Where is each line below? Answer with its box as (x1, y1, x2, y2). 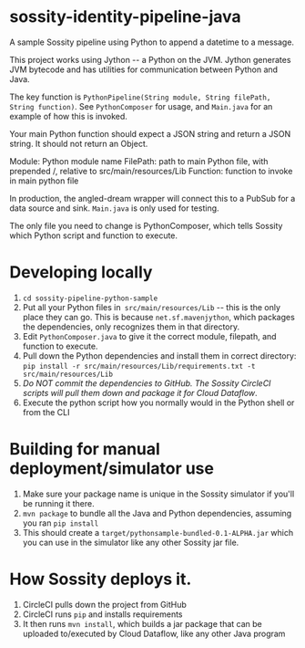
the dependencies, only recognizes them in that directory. (22, 321, 240, 332)
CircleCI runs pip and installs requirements (22, 609, 183, 620)
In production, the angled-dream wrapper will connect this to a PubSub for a (9, 193, 296, 204)
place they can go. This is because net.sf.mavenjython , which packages (22, 311, 296, 322)
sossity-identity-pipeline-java (9, 6, 241, 27)
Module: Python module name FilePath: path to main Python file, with (9, 155, 269, 166)
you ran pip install (22, 517, 99, 528)
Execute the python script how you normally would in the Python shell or (22, 397, 295, 408)
